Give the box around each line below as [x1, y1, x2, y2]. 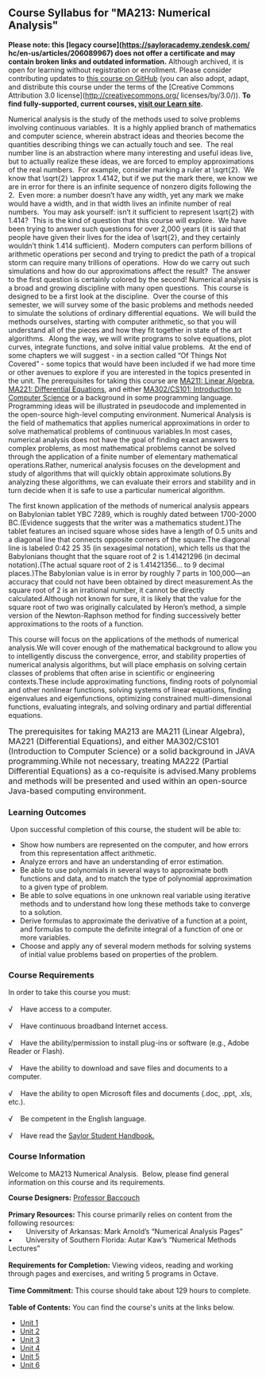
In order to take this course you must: [8, 988, 131, 997]
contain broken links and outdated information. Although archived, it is [8, 56, 244, 66]
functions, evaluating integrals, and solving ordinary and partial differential [8, 702, 252, 712]
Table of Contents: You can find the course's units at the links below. [8, 1302, 235, 1312]
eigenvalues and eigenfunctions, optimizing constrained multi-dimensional [8, 693, 253, 703]
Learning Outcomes [8, 806, 87, 817]
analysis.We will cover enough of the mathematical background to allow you [8, 642, 257, 652]
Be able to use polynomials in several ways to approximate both [19, 866, 229, 875]
